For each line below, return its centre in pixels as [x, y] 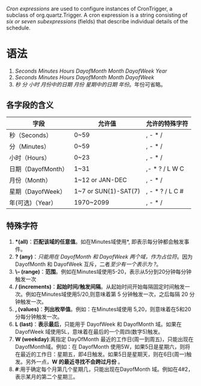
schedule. [19, 28]
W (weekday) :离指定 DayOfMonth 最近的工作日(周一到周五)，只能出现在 [104, 339]
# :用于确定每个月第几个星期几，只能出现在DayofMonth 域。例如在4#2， [104, 369]
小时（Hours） [30, 157]
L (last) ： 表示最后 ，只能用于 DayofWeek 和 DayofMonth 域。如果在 [98, 324]
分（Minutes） [30, 146]
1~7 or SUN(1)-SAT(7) [107, 191]
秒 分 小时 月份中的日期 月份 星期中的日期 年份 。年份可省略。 [90, 84]
